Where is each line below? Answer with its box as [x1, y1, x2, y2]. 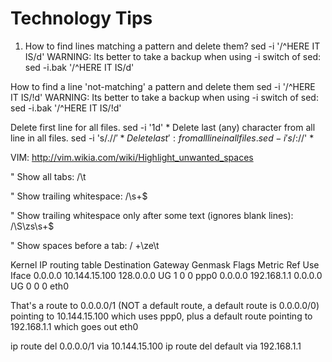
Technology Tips [10, 7, 153, 30]
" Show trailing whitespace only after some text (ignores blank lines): [10, 209, 294, 221]
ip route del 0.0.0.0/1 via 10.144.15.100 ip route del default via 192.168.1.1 [10, 340, 302, 352]
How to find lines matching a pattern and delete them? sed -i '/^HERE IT [24, 40, 321, 52]
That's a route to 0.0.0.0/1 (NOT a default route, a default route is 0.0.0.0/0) [10, 299, 320, 311]
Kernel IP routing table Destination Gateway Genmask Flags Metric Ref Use [10, 258, 320, 271]
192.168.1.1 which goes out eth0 [10, 320, 139, 332]
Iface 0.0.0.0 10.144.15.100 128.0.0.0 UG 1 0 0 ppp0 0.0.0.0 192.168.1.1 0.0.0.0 [10, 269, 323, 281]
